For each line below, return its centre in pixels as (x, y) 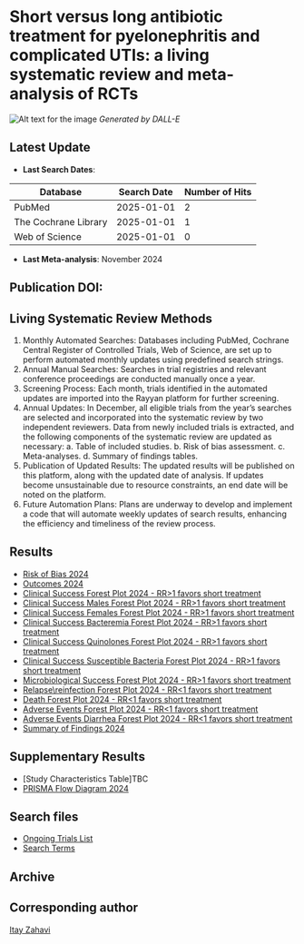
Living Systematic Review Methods (111, 318)
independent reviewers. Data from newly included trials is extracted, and (158, 427)
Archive (32, 876)
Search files (44, 816)
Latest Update (50, 147)
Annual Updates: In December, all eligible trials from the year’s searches (157, 408)
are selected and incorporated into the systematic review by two (143, 417)
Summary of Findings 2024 (74, 728)
